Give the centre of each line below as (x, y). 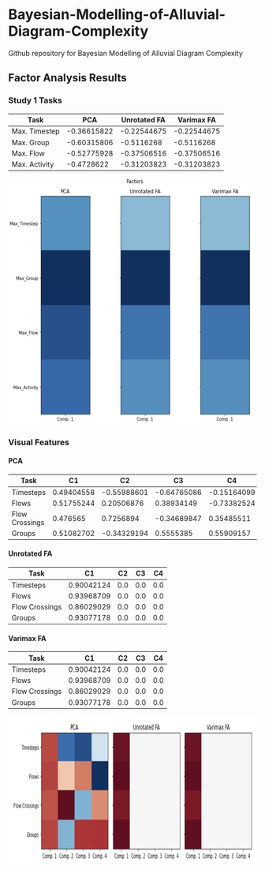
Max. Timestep (36, 131)
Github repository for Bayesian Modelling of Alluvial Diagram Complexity (125, 53)
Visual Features (39, 442)
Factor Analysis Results (68, 78)
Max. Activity (33, 164)
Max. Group (30, 142)
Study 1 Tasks (35, 100)
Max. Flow (28, 153)
